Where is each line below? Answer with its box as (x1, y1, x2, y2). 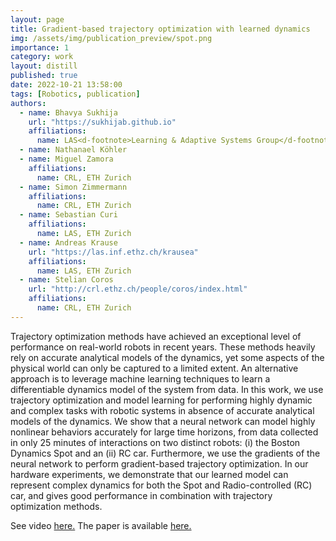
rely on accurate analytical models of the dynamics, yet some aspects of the (10, 351, 325, 363)
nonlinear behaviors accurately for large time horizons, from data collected (10, 426, 319, 438)
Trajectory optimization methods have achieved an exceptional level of (10, 330, 302, 342)
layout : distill (10, 61, 78, 71)
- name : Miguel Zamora (19, 154, 114, 164)
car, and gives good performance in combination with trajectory (10, 489, 273, 501)
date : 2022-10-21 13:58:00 (10, 80, 123, 90)
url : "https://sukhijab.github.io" (28, 117, 177, 127)
